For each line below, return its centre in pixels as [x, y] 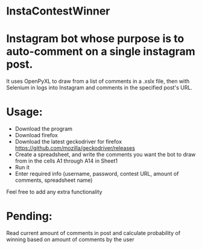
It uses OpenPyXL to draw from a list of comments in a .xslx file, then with [98, 81]
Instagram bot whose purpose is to [95, 39]
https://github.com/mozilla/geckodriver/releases [75, 148]
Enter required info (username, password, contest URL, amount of [97, 174]
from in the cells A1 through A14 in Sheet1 [66, 161]
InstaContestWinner [58, 11]
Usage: [25, 112]
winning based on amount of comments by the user [70, 239]
